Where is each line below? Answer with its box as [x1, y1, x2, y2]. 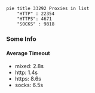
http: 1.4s [14, 69, 38, 76]
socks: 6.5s [14, 82, 44, 89]
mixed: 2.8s [14, 63, 44, 70]
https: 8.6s [14, 75, 42, 82]
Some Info [6, 34, 37, 43]
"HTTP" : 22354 [17, 11, 55, 17]
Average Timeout [6, 49, 50, 56]
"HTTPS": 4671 [17, 16, 52, 22]
